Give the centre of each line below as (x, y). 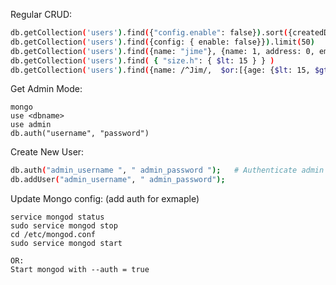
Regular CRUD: (41, 14)
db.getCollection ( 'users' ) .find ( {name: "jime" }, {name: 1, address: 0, (162, 51)
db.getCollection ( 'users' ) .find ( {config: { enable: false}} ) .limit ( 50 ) (162, 42)
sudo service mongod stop (64, 226)
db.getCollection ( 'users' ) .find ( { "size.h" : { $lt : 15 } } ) (142, 60)
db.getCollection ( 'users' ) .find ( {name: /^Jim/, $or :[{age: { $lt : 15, (160, 70)
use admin (31, 125)
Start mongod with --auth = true (80, 270)
